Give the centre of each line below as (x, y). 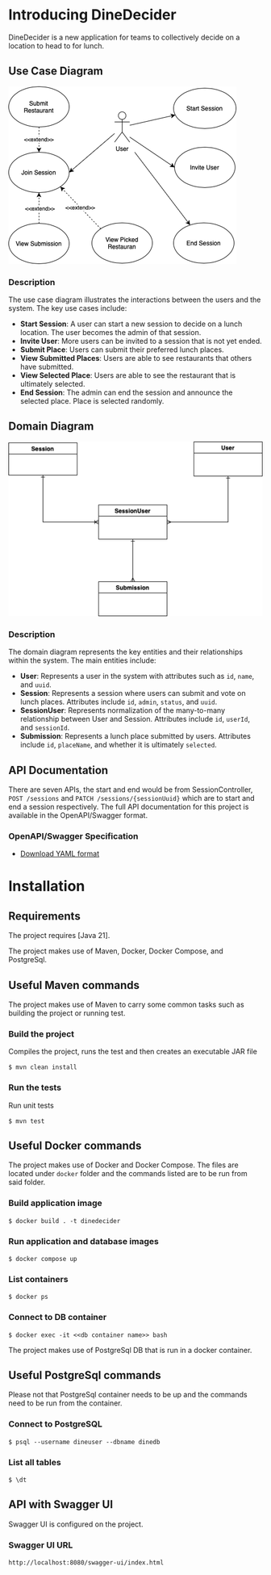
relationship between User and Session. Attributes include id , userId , (135, 719)
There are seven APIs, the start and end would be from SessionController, (131, 790)
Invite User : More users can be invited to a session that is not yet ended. (141, 341)
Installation (47, 886)
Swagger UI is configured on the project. (76, 1524)
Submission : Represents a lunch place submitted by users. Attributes (135, 736)
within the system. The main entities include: (82, 660)
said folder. (27, 1182)
